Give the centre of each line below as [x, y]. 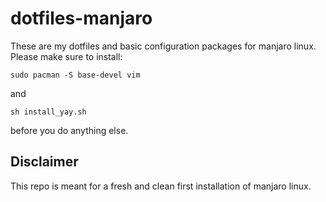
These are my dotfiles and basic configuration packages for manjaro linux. [163, 46]
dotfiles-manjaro [81, 18]
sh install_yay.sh [48, 112]
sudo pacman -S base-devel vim [75, 75]
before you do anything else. [69, 130]
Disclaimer [44, 162]
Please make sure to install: [66, 56]
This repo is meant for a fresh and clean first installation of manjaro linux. [161, 186]
